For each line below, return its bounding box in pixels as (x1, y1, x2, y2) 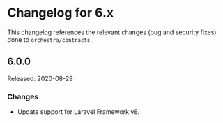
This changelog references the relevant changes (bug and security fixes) (7, 28, 217, 36)
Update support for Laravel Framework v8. (17, 108, 140, 116)
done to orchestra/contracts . (7, 35, 93, 43)
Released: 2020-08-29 (7, 74, 73, 82)
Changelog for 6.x (7, 5, 114, 21)
